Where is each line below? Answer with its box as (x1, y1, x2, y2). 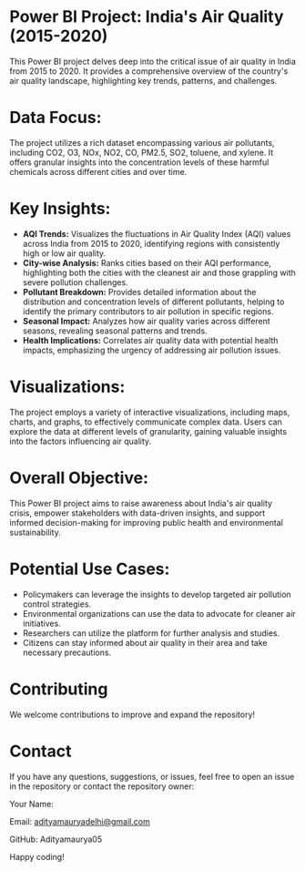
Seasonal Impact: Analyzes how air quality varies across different (22, 315, 270, 326)
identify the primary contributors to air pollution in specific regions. (22, 305, 274, 316)
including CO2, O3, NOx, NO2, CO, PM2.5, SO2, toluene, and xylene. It (9, 147, 274, 158)
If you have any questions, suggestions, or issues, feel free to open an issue (9, 771, 295, 782)
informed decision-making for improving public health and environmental (9, 517, 284, 528)
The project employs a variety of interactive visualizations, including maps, (9, 406, 290, 417)
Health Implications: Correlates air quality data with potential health (22, 334, 279, 345)
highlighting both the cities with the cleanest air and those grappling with (22, 267, 296, 278)
